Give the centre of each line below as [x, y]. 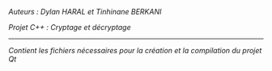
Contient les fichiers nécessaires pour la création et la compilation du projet [135, 50]
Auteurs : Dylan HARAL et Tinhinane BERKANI [85, 12]
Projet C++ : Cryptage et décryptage [70, 27]
